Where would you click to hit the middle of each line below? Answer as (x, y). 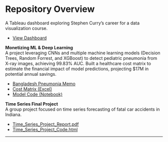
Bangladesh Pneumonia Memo (44, 84)
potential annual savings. (31, 74)
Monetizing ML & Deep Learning (39, 47)
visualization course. (26, 28)
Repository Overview (50, 9)
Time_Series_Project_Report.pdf (45, 124)
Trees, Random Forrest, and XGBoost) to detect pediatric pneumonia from (81, 58)
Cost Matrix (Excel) (32, 89)
